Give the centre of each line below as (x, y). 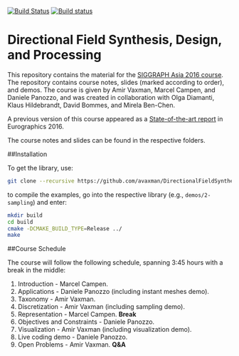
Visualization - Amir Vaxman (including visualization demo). (105, 330)
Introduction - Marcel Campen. (63, 284)
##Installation (27, 154)
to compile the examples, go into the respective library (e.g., (95, 194)
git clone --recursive (41, 181)
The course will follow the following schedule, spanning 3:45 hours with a (115, 263)
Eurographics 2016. (36, 126)
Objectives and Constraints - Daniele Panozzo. (86, 322)
